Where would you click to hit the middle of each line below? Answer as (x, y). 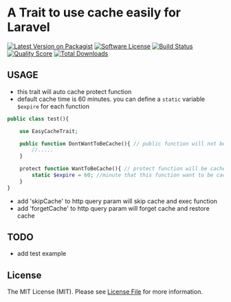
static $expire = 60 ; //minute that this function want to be (123, 175)
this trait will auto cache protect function (74, 91)
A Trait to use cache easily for (94, 13)
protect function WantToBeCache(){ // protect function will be (113, 169)
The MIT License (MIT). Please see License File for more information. (105, 292)
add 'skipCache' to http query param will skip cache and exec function (117, 201)
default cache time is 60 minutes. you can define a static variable (111, 99)
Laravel (29, 27)
